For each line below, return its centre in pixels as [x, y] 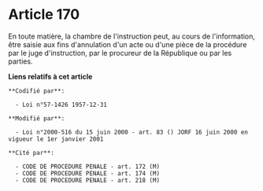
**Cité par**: [31, 152]
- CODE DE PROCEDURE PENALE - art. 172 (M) [87, 167]
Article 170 [44, 15]
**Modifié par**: [37, 118]
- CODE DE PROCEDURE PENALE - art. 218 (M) [87, 180]
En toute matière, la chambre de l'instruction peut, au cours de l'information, [132, 36]
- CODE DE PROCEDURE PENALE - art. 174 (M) [87, 173]
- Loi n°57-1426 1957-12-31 [61, 105]
